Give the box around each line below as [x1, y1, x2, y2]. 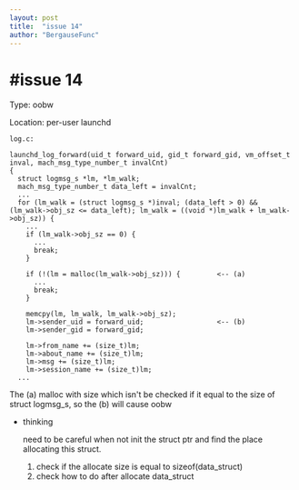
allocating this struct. [22, 444, 102, 455]
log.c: [9, 135, 35, 144]
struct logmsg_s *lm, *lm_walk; [17, 175, 141, 184]
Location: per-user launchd [9, 117, 112, 128]
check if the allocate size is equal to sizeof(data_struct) [35, 461, 244, 473]
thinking [22, 416, 54, 427]
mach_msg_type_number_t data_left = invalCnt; [17, 183, 197, 192]
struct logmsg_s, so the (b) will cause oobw [9, 399, 173, 410]
